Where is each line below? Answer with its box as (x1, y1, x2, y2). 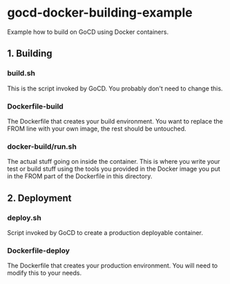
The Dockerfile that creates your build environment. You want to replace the (7, 117, 223, 125)
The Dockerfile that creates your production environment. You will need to (7, 261, 218, 270)
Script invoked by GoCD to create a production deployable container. (7, 228, 204, 236)
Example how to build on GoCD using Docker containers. (7, 28, 169, 36)
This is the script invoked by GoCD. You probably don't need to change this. (7, 84, 223, 93)
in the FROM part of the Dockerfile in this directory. (7, 172, 153, 180)
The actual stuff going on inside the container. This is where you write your (7, 158, 220, 166)
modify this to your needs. (7, 269, 82, 277)
